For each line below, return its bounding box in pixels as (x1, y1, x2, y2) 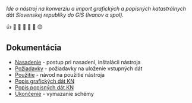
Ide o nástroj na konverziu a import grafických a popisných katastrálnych (6, 5, 186, 12)
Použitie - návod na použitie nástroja (14, 71, 105, 78)
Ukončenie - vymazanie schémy (14, 90, 94, 97)
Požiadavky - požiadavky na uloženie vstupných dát (14, 65, 143, 72)
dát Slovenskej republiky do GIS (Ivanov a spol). (6, 11, 124, 18)
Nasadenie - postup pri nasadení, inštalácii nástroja (14, 58, 141, 65)
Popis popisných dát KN (14, 83, 74, 91)
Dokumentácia (6, 43, 62, 53)
